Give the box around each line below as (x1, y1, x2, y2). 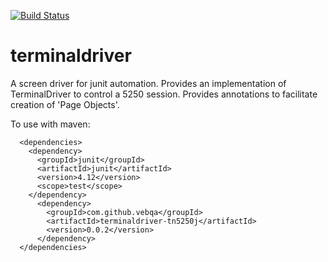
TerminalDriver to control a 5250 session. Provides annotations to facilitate (10, 88, 318, 100)
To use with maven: (10, 118, 91, 130)
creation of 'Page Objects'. (10, 98, 120, 110)
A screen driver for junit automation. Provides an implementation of (10, 77, 287, 89)
